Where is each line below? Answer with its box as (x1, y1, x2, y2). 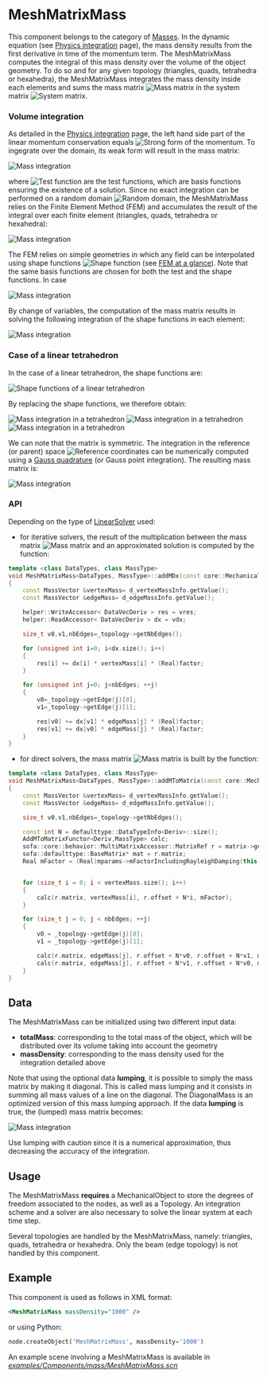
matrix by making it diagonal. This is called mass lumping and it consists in (8, 1082, 252, 1092)
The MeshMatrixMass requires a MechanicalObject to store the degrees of (8, 1191, 253, 1201)
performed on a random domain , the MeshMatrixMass (8, 193, 249, 204)
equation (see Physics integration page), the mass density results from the (8, 40, 253, 49)
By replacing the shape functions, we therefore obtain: (8, 399, 187, 408)
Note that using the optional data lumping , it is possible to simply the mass (8, 1073, 253, 1083)
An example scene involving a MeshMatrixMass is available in (8, 1352, 211, 1361)
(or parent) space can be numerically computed (8, 446, 249, 456)
